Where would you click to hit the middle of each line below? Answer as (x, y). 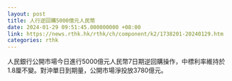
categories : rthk (33, 40)
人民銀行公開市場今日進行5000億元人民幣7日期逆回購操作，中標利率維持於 (116, 62)
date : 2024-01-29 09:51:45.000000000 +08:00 (74, 27)
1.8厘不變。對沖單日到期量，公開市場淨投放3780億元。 (87, 70)
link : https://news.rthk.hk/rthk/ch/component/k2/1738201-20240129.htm (115, 34)
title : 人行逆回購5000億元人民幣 (51, 21)
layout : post (27, 14)
